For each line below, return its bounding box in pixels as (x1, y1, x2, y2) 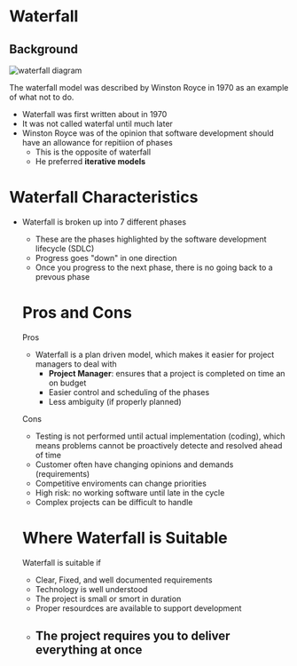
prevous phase (35, 271, 90, 281)
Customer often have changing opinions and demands (35, 459, 234, 470)
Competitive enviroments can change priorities (35, 478, 207, 488)
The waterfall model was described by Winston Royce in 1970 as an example (9, 83, 289, 92)
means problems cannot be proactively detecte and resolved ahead (35, 440, 283, 450)
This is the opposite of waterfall (35, 147, 152, 157)
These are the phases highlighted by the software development (35, 234, 268, 244)
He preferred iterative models (35, 156, 146, 166)
